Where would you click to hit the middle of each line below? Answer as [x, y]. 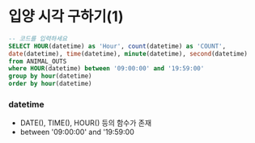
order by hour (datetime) [50, 84]
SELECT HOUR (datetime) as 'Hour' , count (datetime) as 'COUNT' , [117, 46]
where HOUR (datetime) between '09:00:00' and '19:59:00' [106, 69]
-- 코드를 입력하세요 [38, 38]
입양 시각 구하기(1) [66, 17]
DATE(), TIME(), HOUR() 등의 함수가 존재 [86, 123]
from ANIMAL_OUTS [38, 61]
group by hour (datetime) [50, 76]
